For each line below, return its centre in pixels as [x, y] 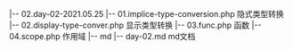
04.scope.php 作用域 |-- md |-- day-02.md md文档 [102, 36]
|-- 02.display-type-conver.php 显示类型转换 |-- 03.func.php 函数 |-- [135, 25]
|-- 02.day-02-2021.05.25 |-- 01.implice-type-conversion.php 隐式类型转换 [146, 14]
